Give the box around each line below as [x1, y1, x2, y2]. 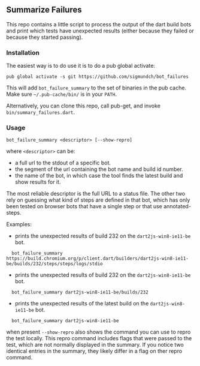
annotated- [163, 203, 192, 210]
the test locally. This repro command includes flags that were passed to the [6, 335, 192, 342]
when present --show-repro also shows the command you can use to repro [6, 328, 191, 335]
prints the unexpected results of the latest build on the [14, 300, 149, 307]
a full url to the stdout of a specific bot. [14, 159, 111, 167]
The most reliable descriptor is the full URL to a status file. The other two [6, 190, 186, 197]
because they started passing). [6, 33, 83, 41]
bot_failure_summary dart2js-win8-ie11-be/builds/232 [11, 289, 149, 296]
